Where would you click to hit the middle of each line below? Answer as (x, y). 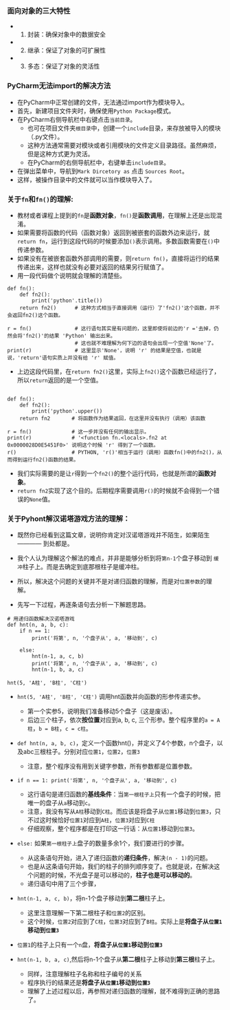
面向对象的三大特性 (39, 10)
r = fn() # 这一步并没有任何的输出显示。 (78, 431)
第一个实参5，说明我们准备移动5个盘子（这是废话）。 (102, 711)
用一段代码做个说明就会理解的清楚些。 (71, 275)
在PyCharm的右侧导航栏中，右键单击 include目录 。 (99, 162)
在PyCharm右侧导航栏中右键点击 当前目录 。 (77, 119)
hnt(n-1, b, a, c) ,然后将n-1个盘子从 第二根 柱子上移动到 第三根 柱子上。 (117, 959)
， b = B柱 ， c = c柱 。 (62, 729)
